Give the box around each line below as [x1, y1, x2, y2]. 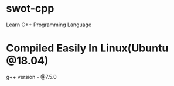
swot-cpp [6, 2, 54, 15]
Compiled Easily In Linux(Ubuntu [6, 42, 169, 55]
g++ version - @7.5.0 [6, 73, 57, 80]
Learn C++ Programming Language [6, 21, 92, 28]
